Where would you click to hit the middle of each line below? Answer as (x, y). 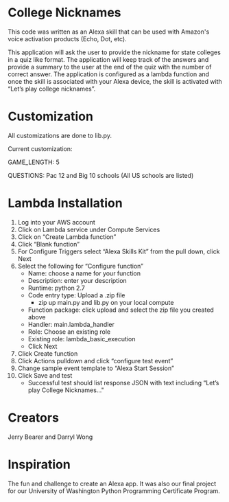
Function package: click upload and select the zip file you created (121, 310)
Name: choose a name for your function (84, 273)
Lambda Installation (65, 203)
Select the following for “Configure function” (80, 266)
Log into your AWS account (56, 222)
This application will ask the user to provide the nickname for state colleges (114, 52)
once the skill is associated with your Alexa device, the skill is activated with (115, 81)
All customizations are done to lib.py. (60, 135)
